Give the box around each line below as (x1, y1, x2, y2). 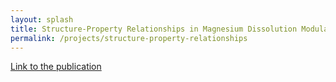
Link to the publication (10, 61, 102, 73)
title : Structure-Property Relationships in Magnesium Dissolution (10, 24, 298, 34)
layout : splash (10, 14, 74, 25)
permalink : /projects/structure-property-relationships (10, 33, 248, 43)
